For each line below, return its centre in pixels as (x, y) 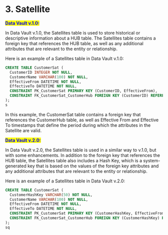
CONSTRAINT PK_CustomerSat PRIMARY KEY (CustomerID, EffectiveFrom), (83, 91)
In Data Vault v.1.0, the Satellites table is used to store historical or (73, 33)
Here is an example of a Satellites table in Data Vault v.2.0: (65, 181)
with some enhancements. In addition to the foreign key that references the (82, 155)
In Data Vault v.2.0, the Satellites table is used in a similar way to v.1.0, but (81, 150)
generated (16, 166)
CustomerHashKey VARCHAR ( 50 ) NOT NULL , (51, 195)
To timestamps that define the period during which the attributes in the (78, 125)
